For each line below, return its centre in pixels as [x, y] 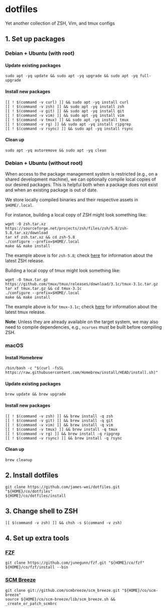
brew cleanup [19, 460]
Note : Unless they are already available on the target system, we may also [82, 322]
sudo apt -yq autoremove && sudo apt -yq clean [56, 150]
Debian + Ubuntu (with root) [40, 53]
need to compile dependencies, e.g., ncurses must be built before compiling [83, 327]
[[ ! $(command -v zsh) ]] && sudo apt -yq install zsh [65, 107]
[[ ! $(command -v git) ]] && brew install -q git [59, 421]
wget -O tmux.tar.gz [27, 280]
